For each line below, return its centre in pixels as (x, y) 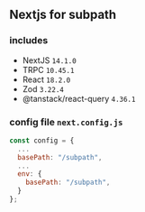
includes (29, 41)
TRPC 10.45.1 (48, 69)
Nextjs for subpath (63, 15)
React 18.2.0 (46, 79)
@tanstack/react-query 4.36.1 (79, 98)
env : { (30, 174)
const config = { (42, 140)
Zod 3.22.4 (43, 88)
